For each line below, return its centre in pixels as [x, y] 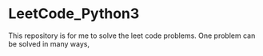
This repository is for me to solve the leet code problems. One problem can [132, 35]
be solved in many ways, [49, 43]
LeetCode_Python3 [74, 14]
